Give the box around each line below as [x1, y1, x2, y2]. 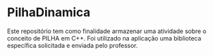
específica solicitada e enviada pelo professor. [7, 41, 138, 49]
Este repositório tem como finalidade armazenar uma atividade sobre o [7, 27, 207, 35]
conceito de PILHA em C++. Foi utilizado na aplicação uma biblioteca [7, 34, 201, 42]
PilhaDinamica [7, 5, 91, 20]
